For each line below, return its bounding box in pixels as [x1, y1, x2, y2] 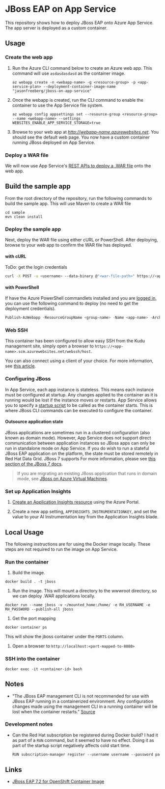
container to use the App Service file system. [12, 102, 104, 108]
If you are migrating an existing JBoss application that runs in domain [17, 470, 157, 476]
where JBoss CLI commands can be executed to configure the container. [5, 407, 153, 413]
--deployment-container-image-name [43, 84, 116, 89]
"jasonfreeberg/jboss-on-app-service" [12, 88, 92, 93]
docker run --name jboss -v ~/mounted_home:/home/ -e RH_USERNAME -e [5, 603, 151, 608]
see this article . [5, 363, 36, 369]
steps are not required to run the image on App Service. [5, 546, 118, 552]
